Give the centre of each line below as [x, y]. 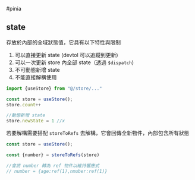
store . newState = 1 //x [36, 121]
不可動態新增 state [37, 70]
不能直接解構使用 [36, 77]
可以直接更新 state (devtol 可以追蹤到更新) [66, 55]
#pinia [14, 9]
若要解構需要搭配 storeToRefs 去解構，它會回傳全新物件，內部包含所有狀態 [98, 133]
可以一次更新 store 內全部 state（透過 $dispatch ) [74, 62]
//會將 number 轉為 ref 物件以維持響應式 [53, 166]
